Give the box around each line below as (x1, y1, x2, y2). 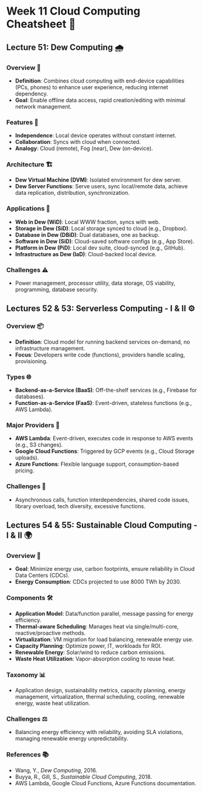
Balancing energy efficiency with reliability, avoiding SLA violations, (15, 729, 184, 736)
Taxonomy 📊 (6, 670, 46, 679)
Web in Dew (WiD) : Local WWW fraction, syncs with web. (15, 218, 161, 225)
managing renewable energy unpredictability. (15, 735, 128, 742)
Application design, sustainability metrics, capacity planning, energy (15, 686, 186, 693)
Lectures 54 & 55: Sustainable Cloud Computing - (6, 520, 198, 531)
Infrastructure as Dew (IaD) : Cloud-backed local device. (15, 250, 157, 257)
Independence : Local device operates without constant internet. (15, 132, 177, 139)
